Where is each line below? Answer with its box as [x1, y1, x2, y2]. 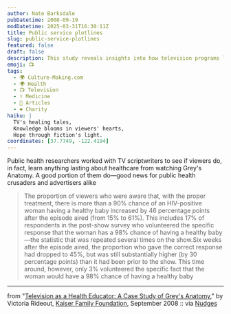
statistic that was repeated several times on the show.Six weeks [41, 236, 222, 244]
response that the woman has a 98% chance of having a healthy [23, 228, 207, 237]
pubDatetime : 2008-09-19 [7, 16, 78, 23]
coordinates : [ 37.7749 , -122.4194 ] [7, 138, 109, 145]
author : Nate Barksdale [7, 10, 76, 17]
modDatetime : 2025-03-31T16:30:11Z [7, 23, 109, 30]
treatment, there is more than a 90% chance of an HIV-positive [23, 199, 203, 208]
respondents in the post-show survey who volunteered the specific [23, 221, 214, 229]
